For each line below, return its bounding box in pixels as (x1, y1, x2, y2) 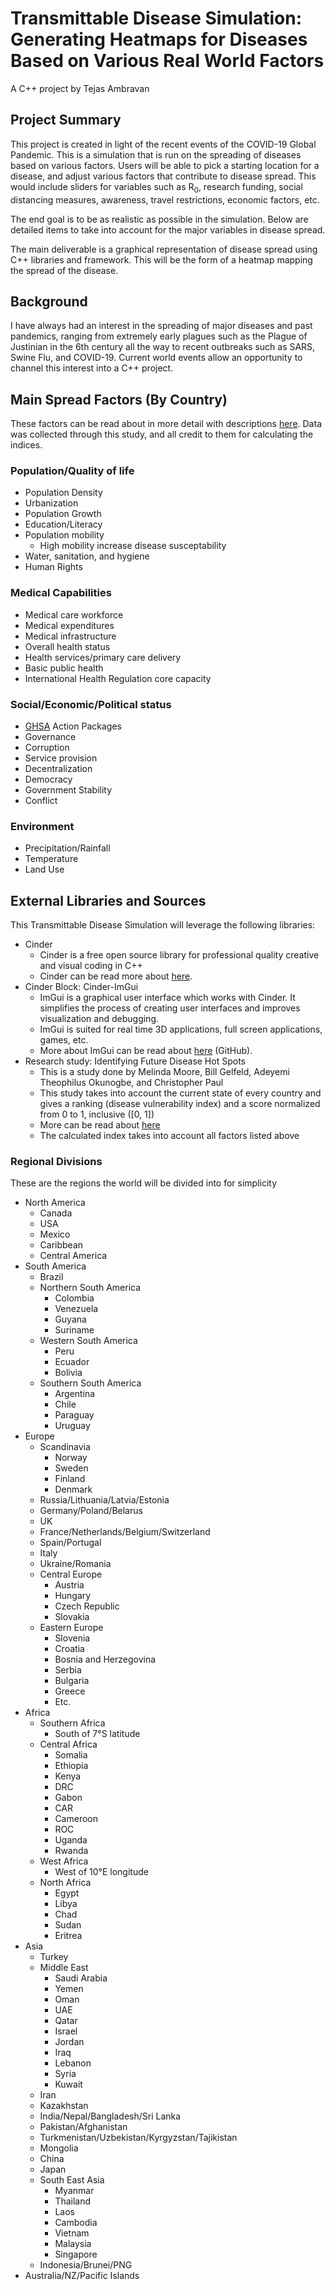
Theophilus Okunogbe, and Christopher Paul (39, 1077, 224, 1089)
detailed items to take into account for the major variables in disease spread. (10, 223, 326, 236)
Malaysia (54, 2238, 92, 2250)
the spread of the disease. (10, 264, 119, 276)
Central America (39, 1250, 108, 1262)
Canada (39, 1207, 73, 1219)
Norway (54, 1452, 88, 1464)
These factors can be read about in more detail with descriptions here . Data (10, 418, 322, 430)
